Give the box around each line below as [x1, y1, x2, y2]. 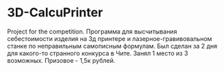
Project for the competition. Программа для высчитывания [7, 27, 177, 35]
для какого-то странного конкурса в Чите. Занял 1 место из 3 [7, 49, 188, 57]
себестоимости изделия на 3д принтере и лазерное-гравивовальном [7, 34, 212, 42]
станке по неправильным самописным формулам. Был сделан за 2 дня [7, 42, 218, 50]
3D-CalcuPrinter [7, 5, 103, 20]
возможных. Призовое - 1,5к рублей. [7, 56, 115, 64]
